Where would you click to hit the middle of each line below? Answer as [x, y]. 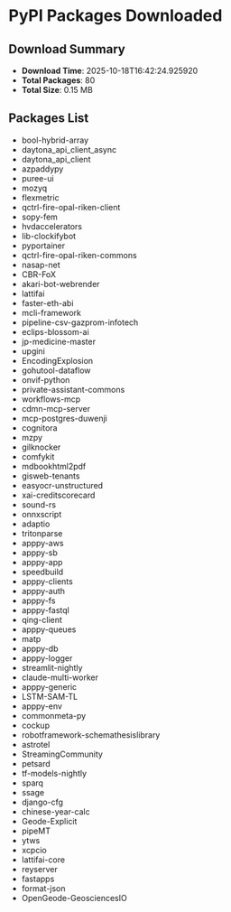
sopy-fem [39, 217]
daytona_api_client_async [69, 149]
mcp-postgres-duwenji [64, 418]
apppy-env [42, 706]
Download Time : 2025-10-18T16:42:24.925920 [110, 70]
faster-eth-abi [47, 302]
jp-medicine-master [59, 341]
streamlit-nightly [52, 667]
